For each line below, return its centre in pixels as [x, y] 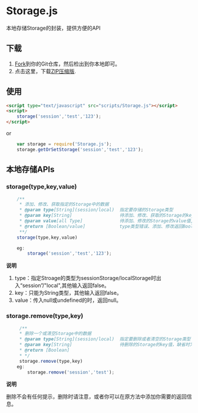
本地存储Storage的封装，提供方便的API [54, 28]
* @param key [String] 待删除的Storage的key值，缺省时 [105, 345]
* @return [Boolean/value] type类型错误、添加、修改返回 [101, 226]
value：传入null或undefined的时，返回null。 [68, 300]
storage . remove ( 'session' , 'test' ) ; [71, 372]
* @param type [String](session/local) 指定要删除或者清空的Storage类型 [105, 339]
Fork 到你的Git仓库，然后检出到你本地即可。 [67, 64]
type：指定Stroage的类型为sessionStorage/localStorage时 [85, 278]
